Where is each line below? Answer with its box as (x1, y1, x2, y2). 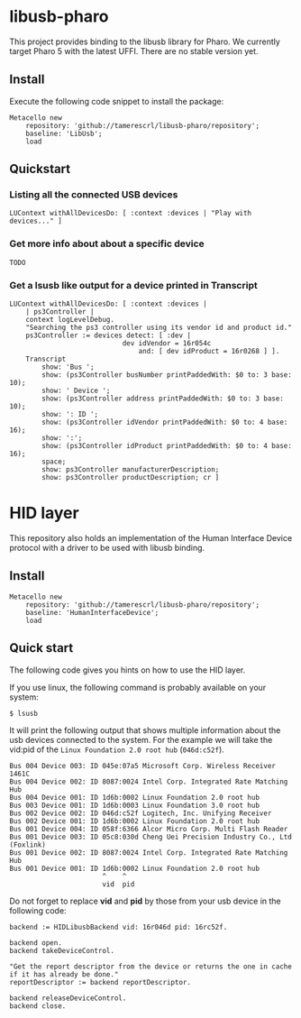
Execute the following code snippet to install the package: (9, 96, 224, 106)
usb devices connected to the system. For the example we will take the (9, 734, 273, 745)
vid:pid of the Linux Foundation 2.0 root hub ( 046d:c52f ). (9, 744, 225, 755)
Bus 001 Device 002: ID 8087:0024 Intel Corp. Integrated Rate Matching (9, 848, 288, 858)
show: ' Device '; (41, 386, 111, 396)
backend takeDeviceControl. (9, 946, 115, 955)
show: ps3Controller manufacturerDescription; (41, 465, 220, 474)
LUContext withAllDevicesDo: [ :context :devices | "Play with (9, 209, 252, 218)
